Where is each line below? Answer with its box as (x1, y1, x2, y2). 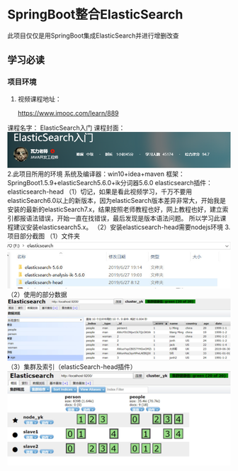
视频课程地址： (17, 94, 62, 103)
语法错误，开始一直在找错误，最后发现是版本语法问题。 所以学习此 (25, 214, 220, 222)
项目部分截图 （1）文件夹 (7, 231, 80, 240)
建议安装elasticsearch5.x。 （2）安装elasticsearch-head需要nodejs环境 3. (13, 223, 231, 231)
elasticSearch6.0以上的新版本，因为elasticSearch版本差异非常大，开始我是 (7, 196, 227, 204)
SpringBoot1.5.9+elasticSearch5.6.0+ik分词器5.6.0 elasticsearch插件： (7, 178, 212, 187)
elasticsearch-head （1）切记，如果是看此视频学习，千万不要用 (7, 187, 193, 196)
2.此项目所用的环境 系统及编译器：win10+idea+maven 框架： (7, 170, 186, 178)
